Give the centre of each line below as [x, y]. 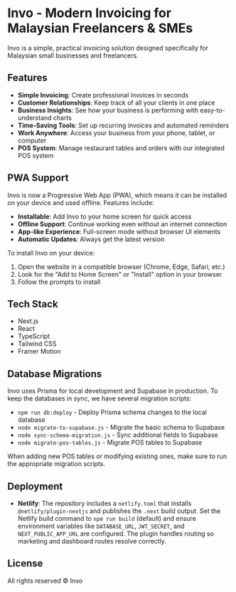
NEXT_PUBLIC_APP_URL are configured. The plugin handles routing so [116, 534]
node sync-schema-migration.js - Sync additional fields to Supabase [118, 435]
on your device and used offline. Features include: [81, 202]
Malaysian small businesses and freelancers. [73, 55]
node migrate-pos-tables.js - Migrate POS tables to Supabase [110, 443]
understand [34, 117]
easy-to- [213, 110]
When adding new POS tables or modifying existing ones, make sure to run [117, 456]
